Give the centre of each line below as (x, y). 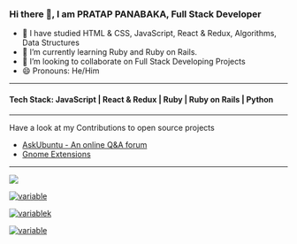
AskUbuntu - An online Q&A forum (84, 144)
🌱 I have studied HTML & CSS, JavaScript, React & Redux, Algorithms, (149, 34)
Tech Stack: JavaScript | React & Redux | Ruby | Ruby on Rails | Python (141, 99)
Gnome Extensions (56, 154)
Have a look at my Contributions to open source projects (112, 127)
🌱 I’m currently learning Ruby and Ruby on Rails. (109, 52)
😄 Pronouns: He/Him (61, 71)
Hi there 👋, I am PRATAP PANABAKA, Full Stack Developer (135, 14)
